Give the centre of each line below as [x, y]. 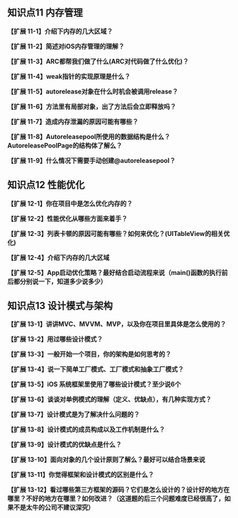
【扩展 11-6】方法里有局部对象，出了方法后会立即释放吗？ [92, 106]
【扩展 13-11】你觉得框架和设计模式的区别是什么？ [81, 475]
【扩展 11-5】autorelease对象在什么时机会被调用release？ [93, 91]
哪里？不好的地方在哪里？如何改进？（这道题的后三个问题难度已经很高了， [116, 499]
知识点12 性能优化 [46, 185]
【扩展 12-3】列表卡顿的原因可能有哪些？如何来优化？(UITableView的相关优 [119, 233]
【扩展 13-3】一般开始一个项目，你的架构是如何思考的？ [89, 354]
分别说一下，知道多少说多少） [63, 281]
